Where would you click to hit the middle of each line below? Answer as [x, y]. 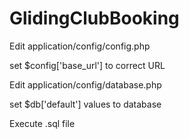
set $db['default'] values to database [85, 104]
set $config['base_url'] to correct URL [87, 65]
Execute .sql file [42, 123]
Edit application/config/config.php [80, 46]
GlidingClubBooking [94, 18]
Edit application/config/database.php [85, 84]
